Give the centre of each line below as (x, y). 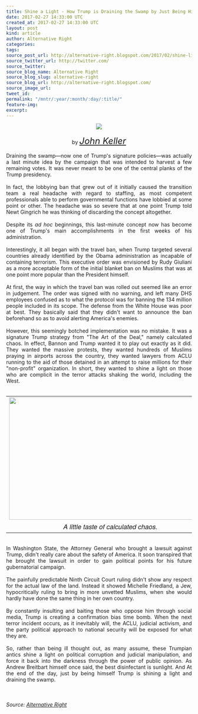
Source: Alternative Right (37, 705)
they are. (17, 636)
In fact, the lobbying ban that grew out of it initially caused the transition (99, 187)
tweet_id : (18, 94)
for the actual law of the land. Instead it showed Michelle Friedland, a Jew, (99, 586)
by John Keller (99, 141)
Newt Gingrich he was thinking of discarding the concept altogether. (89, 212)
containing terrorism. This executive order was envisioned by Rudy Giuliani (99, 262)
